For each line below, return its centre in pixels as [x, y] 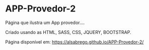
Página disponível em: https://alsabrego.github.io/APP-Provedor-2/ [74, 42]
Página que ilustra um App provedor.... [45, 22]
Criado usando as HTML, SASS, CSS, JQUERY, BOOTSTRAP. [68, 32]
